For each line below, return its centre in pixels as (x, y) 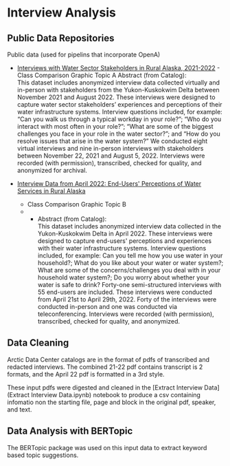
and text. (20, 409)
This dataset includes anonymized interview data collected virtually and (118, 83)
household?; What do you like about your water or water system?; (130, 263)
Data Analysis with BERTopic (70, 431)
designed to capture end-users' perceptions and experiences (124, 241)
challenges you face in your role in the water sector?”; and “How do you (119, 134)
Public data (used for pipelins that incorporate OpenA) (84, 54)
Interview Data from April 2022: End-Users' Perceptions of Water (109, 183)
